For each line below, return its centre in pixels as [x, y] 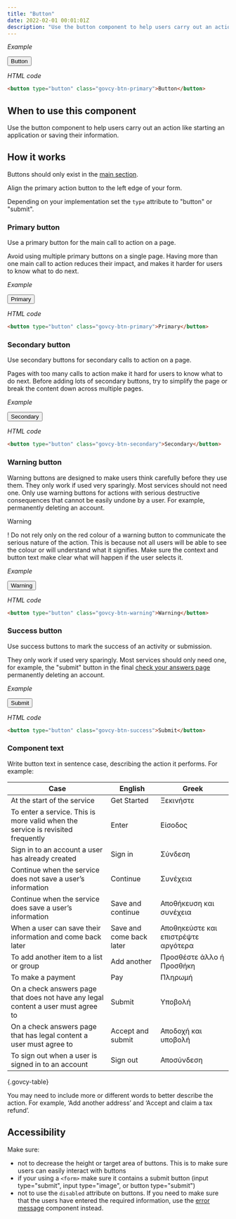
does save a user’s [41, 907]
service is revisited [42, 829]
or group [25, 966]
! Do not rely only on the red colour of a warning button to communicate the [117, 535]
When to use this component [72, 111]
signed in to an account [50, 1064]
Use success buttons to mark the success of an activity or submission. [110, 646]
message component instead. [60, 1208]
